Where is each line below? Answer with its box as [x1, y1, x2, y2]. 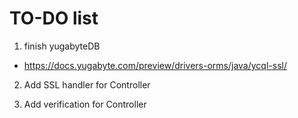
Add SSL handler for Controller [23, 78, 151, 91]
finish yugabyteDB [23, 40, 101, 52]
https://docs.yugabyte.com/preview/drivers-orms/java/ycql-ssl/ [23, 59, 287, 71]
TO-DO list [9, 7, 99, 30]
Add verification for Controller [23, 98, 147, 110]
